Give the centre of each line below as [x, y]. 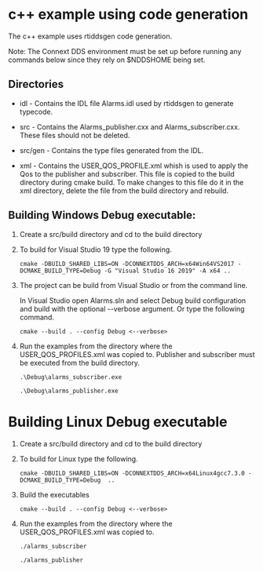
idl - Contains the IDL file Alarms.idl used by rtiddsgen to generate [126, 103]
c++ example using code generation [128, 15]
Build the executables [55, 494]
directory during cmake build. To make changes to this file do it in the [131, 182]
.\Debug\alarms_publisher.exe [69, 391]
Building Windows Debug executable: [102, 215]
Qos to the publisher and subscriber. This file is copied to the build [127, 173]
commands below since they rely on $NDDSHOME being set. [107, 60]
